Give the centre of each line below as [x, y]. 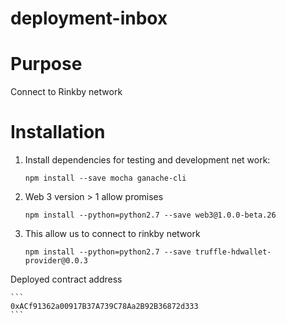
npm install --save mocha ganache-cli [105, 178]
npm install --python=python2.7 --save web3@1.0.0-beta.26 [150, 215]
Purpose [46, 64]
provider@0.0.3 [56, 261]
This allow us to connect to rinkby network [112, 234]
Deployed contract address [66, 279]
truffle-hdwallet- [233, 252]
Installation [58, 132]
